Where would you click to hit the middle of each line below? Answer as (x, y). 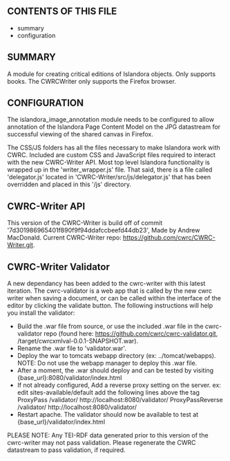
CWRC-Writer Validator (59, 267)
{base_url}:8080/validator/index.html (69, 378)
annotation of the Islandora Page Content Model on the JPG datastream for (114, 127)
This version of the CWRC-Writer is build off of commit (85, 223)
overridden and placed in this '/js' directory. (69, 184)
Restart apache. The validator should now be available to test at (108, 415)
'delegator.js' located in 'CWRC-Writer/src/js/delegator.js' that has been (109, 177)
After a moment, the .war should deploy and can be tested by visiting (115, 370)
